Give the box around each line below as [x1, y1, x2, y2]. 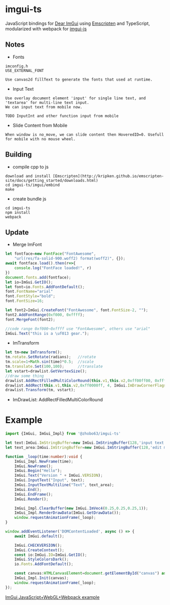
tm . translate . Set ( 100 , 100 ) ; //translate [5, 364, 103, 369]
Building [5, 150, 32, 159]
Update [5, 228, 29, 237]
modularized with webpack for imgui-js [5, 25, 87, 31]
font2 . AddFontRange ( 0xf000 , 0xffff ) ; [5, 312, 85, 317]
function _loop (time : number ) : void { [5, 454, 82, 459]
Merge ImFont [12, 242, 42, 248]
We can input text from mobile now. [5, 104, 82, 109]
